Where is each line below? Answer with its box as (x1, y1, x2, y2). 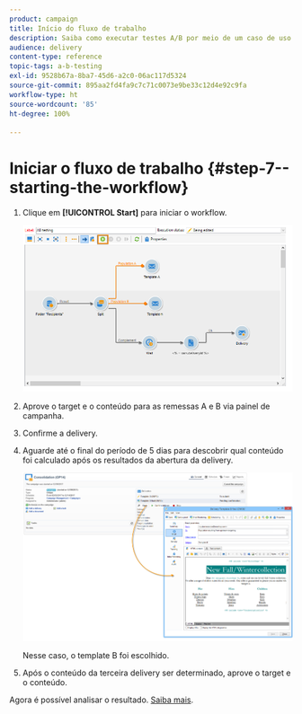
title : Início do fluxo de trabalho (9, 23, 147, 33)
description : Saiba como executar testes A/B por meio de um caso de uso (9, 33, 292, 42)
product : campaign (9, 14, 78, 23)
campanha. (22, 410, 65, 421)
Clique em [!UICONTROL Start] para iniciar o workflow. (22, 207, 227, 218)
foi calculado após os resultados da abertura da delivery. (22, 454, 234, 465)
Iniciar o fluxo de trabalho (9, 158, 204, 179)
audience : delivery (9, 43, 83, 52)
